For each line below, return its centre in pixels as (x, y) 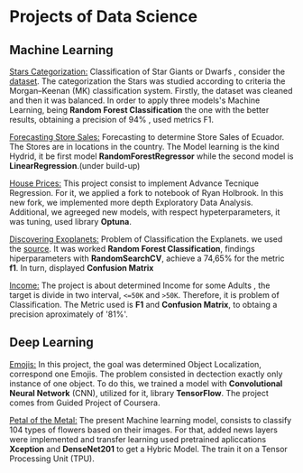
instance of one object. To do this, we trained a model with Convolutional (146, 383)
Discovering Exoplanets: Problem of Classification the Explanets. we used (146, 239)
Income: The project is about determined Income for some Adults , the (140, 285)
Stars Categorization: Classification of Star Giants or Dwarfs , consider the (147, 71)
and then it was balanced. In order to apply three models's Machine (135, 100)
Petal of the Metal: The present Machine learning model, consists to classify (151, 420)
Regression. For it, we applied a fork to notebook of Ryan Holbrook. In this (147, 193)
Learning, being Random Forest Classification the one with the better (139, 110)
